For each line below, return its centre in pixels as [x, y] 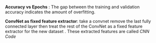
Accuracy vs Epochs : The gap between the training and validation [72, 7]
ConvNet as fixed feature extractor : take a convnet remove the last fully [78, 21]
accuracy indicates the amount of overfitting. [50, 12]
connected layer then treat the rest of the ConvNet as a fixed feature [74, 26]
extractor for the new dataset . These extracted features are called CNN [77, 31]
